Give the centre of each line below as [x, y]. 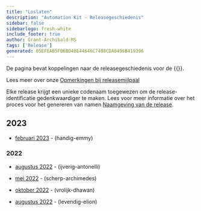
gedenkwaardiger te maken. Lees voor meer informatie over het [116, 98]
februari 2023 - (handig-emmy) [54, 138]
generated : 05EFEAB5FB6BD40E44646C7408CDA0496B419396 [75, 51]
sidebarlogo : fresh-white [39, 29]
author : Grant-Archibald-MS [42, 40]
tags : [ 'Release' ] [29, 46]
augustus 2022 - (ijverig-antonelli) [57, 166]
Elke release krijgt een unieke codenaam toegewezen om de [81, 92]
